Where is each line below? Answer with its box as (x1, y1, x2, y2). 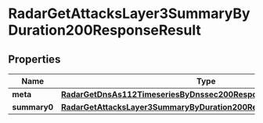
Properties (8, 52, 61, 66)
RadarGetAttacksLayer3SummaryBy (8, 5, 250, 23)
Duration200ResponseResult (8, 21, 201, 39)
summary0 (12, 102, 54, 112)
